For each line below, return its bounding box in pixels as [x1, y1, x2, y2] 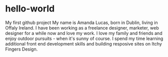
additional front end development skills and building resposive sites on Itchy [5, 40, 162, 46]
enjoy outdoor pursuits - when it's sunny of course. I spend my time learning [5, 35, 163, 41]
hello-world [5, 3, 55, 14]
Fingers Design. [5, 46, 38, 52]
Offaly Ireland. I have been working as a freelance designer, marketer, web [5, 24, 159, 30]
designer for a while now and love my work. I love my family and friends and [5, 30, 162, 36]
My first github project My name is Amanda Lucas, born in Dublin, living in [5, 19, 158, 25]
